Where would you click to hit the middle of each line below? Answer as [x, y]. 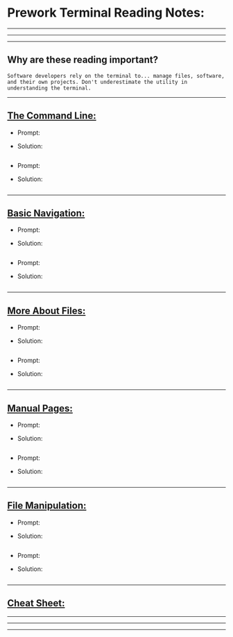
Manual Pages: [40, 408]
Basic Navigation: [46, 213]
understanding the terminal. [49, 88]
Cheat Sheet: [36, 603]
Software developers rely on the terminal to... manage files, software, [116, 76]
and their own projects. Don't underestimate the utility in [97, 82]
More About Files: [46, 311]
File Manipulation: [47, 506]
